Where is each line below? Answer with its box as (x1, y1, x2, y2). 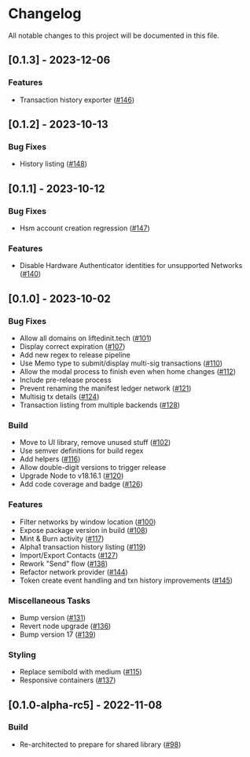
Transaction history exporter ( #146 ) (19, 95, 135, 105)
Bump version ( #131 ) (19, 612, 86, 622)
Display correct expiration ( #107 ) (19, 341, 126, 351)
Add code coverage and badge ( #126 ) (19, 480, 143, 489)
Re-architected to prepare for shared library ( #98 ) (19, 740, 182, 749)
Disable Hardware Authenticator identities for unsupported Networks (19, 261, 243, 270)
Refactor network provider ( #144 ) (19, 567, 128, 576)
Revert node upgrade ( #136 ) (19, 621, 112, 630)
